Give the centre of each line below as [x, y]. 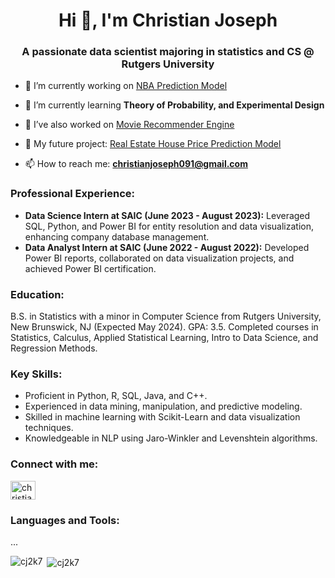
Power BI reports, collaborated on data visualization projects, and [159, 258]
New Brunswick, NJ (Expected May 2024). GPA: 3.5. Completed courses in [164, 327]
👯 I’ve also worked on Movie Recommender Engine [129, 125]
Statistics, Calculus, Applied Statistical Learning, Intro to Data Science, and [164, 338]
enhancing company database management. [117, 236]
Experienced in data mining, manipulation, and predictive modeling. [163, 406]
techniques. [49, 428]
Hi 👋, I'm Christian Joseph [168, 20]
